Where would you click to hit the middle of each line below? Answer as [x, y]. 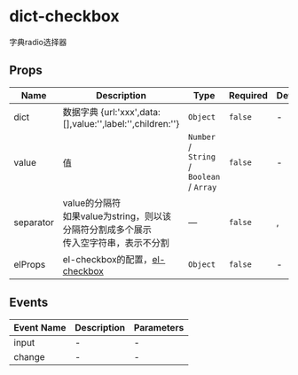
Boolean [204, 176]
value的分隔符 [92, 203]
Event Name [40, 327]
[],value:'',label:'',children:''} [121, 123]
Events [29, 303]
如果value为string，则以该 [117, 216]
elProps [30, 264]
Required [249, 95]
